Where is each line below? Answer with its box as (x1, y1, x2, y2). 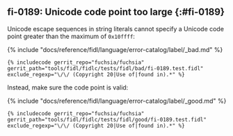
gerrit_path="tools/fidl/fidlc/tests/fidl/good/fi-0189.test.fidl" (7, 116, 207, 123)
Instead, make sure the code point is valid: (7, 83, 129, 92)
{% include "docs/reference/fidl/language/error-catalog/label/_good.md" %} (7, 96, 227, 105)
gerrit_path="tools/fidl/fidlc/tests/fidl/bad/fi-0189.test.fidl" (7, 65, 204, 72)
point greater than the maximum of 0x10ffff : (7, 32, 136, 40)
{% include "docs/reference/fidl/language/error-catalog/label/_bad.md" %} (7, 45, 223, 53)
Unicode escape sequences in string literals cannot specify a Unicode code (7, 24, 225, 33)
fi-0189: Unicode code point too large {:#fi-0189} (7, 6, 225, 18)
